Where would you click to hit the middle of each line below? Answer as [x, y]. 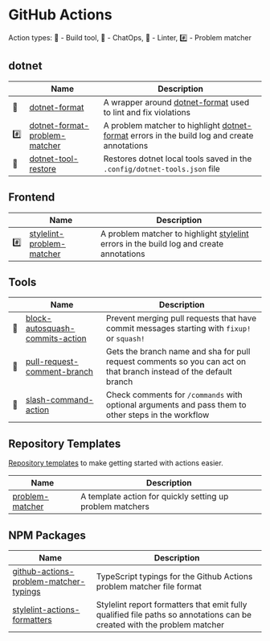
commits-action [56, 338]
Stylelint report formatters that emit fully [172, 604]
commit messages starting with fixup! [178, 329]
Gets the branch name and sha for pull [178, 352]
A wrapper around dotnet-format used [176, 102]
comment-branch [59, 372]
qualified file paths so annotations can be [174, 615]
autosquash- [50, 329]
